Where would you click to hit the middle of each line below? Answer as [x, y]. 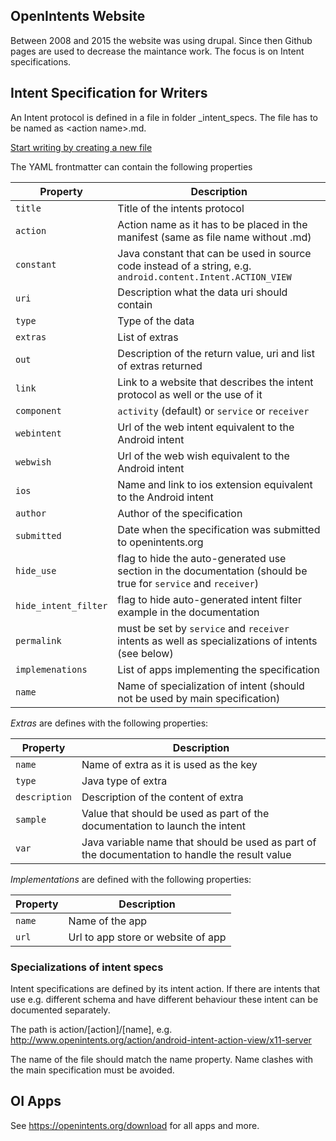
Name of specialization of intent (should [211, 686]
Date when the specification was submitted [219, 529]
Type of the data [156, 321]
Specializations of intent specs [87, 967]
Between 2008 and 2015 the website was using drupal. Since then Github [161, 40]
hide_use [36, 570]
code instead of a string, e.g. [184, 266]
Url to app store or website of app [147, 937]
